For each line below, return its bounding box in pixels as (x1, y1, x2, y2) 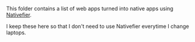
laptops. (6, 29, 26, 36)
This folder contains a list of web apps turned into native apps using (6, 5, 173, 12)
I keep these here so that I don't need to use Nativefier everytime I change (6, 23, 190, 30)
